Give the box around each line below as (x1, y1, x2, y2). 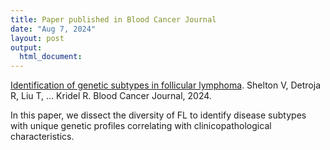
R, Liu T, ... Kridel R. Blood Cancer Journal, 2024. (10, 90, 212, 102)
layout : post (10, 33, 65, 43)
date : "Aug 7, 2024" (10, 24, 97, 34)
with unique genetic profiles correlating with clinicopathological (10, 120, 272, 132)
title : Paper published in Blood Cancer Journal (10, 14, 217, 25)
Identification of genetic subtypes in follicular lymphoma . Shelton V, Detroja (10, 79, 321, 91)
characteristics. (10, 131, 75, 143)
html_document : (19, 52, 83, 62)
